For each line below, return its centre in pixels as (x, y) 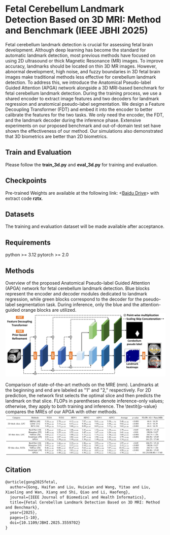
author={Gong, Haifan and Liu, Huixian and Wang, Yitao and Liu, (80, 487)
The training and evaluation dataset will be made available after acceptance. (85, 226)
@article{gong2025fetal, (31, 482)
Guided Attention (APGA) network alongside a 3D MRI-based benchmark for (85, 87)
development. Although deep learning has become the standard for (76, 50)
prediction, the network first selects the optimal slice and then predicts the (83, 395)
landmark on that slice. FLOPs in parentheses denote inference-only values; (84, 401)
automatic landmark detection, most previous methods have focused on (80, 55)
